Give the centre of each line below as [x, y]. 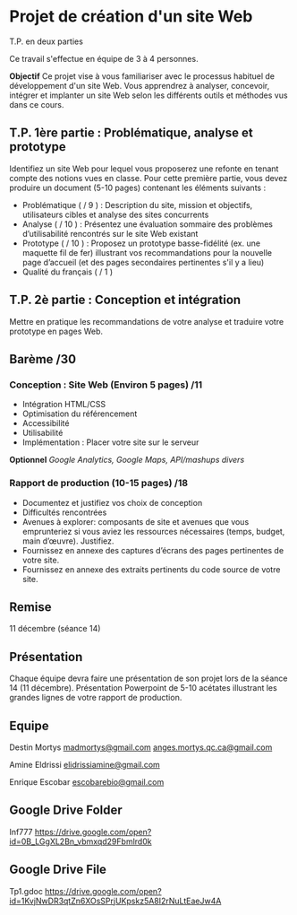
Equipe [29, 725]
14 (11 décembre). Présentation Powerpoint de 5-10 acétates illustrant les [143, 688]
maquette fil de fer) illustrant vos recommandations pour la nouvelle [147, 252]
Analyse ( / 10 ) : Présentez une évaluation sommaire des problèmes [147, 224]
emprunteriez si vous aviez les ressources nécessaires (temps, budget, [153, 531]
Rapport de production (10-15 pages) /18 [99, 484]
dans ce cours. [37, 104]
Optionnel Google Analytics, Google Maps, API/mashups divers [127, 460]
